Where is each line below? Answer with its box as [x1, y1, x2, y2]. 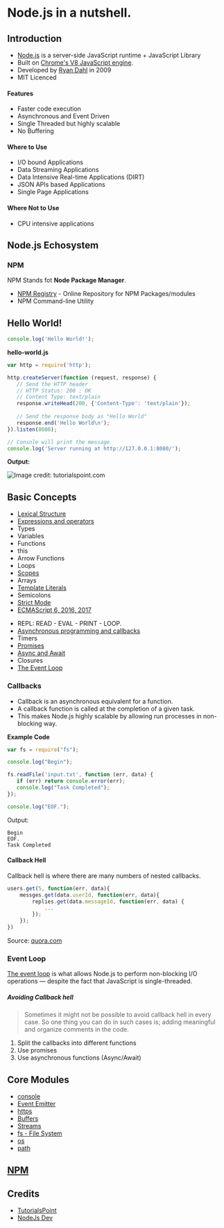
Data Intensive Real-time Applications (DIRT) [17, 173, 145, 182]
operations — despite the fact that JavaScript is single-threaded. [7, 977, 193, 986]
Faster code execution [17, 104, 82, 113]
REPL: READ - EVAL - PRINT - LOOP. [17, 620, 122, 628]
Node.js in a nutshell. [7, 5, 132, 21]
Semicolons [17, 591, 51, 599]
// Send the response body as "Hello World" [16, 413, 148, 420]
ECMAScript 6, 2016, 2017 [17, 606, 92, 614]
